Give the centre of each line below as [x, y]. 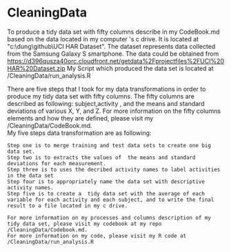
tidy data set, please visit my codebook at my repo [84, 224]
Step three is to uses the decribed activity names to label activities [114, 169]
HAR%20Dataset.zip [36, 68]
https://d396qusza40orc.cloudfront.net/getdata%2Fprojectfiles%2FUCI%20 [116, 61]
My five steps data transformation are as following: [79, 133]
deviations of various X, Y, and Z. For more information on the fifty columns [114, 111]
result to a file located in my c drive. [68, 206]
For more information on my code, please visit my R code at [97, 235]
